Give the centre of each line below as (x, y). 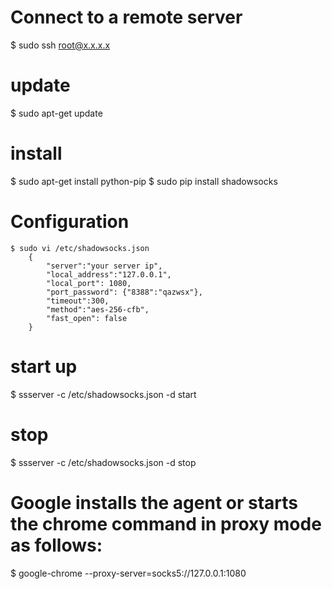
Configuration (70, 222)
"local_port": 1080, (89, 283)
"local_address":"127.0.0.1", (109, 274)
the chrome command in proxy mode (166, 523)
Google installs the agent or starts (154, 502)
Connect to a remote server (126, 17)
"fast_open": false (87, 318)
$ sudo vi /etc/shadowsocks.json (80, 248)
